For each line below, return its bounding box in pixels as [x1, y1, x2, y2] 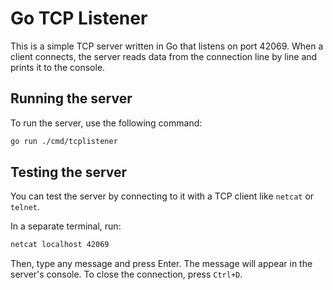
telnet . [10, 201, 40, 213]
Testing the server [10, 164, 128, 181]
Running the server [10, 90, 133, 107]
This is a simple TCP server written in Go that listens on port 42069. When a [10, 40, 324, 52]
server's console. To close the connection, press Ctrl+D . [10, 268, 243, 281]
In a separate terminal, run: [10, 220, 122, 232]
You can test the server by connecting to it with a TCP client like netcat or [10, 190, 315, 202]
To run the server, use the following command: [10, 117, 203, 129]
